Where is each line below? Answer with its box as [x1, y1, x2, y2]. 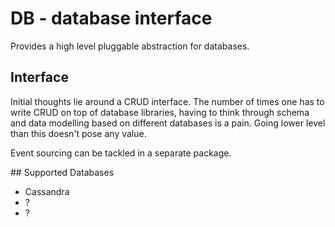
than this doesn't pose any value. [10, 127, 147, 139]
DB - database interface [10, 7, 213, 30]
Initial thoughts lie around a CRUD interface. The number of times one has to [10, 95, 325, 107]
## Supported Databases [10, 166, 115, 178]
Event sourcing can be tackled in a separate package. [10, 147, 232, 159]
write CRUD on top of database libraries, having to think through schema [10, 106, 310, 118]
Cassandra [24, 185, 70, 197]
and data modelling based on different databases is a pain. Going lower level [10, 117, 326, 129]
